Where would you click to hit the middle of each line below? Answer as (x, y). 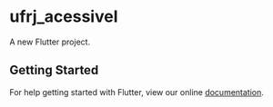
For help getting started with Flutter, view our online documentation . (136, 92)
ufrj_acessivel (64, 17)
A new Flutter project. (50, 42)
